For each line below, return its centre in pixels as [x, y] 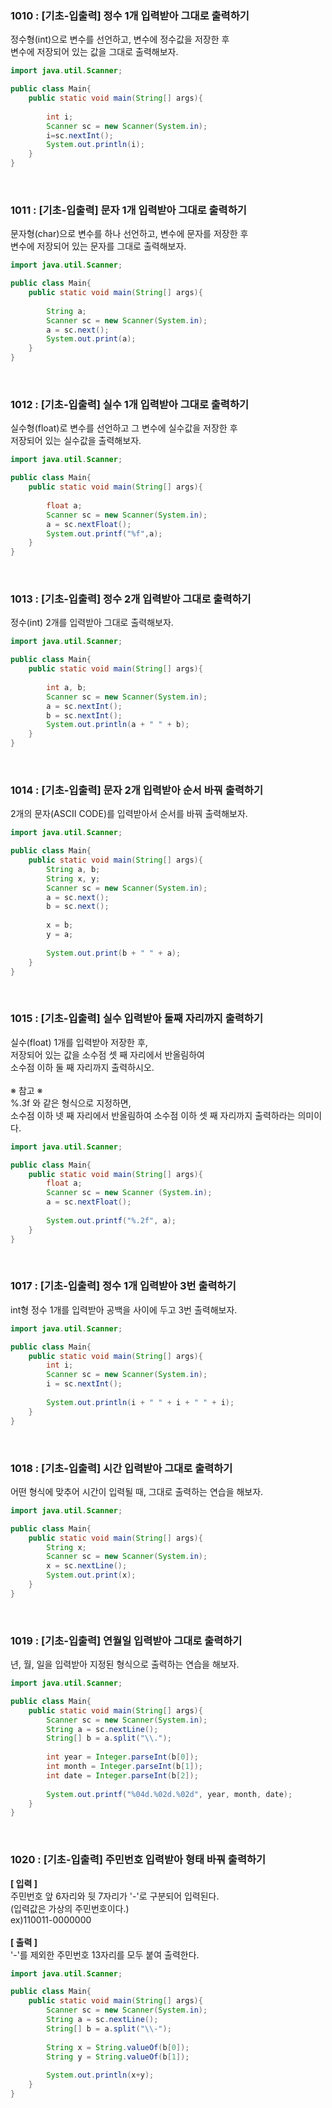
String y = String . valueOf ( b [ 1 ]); [118, 2057]
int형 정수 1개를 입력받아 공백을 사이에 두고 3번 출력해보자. [124, 1309]
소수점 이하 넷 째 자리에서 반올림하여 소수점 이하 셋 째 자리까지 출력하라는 [153, 1115]
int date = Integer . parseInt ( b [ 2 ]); [122, 1775]
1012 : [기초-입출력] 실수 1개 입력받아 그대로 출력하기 [130, 405]
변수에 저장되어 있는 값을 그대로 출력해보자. [94, 52]
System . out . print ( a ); [91, 339]
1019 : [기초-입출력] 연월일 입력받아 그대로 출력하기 [126, 1640]
